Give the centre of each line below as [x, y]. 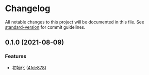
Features [16, 56]
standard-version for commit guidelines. [45, 27]
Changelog [28, 9]
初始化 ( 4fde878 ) [29, 67]
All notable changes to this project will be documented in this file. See [75, 22]
